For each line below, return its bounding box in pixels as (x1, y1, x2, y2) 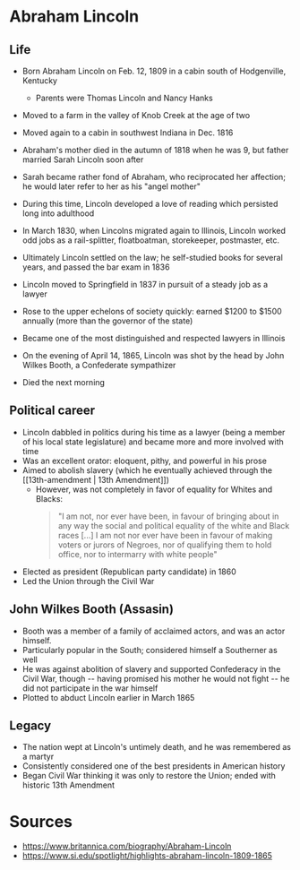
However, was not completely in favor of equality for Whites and (35, 484, 273, 495)
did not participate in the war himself (21, 683, 159, 693)
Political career (9, 403, 96, 418)
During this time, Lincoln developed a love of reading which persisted (21, 199, 279, 209)
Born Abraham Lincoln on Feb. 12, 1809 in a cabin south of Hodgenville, (21, 65, 287, 76)
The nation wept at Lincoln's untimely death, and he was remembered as (21, 742, 291, 753)
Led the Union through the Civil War (21, 575, 155, 586)
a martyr (21, 751, 55, 762)
